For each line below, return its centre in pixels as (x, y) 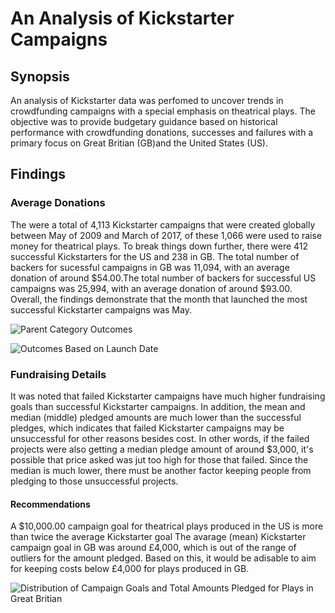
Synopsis (40, 76)
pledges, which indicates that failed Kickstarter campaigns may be (147, 428)
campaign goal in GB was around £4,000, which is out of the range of (153, 548)
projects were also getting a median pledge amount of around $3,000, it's (162, 449)
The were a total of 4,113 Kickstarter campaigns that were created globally (163, 224)
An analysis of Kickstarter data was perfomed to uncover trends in (147, 100)
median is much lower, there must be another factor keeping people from (161, 470)
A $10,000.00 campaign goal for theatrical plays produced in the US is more (167, 526)
